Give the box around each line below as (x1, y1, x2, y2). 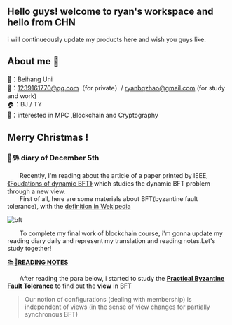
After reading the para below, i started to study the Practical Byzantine (20, 275, 225, 283)
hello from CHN (7, 17, 76, 29)
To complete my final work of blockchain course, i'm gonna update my (20, 229, 223, 237)
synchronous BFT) (24, 310, 79, 319)
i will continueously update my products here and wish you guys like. (7, 35, 207, 43)
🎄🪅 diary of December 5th (7, 153, 100, 162)
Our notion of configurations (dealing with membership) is (24, 296, 192, 304)
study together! (7, 244, 52, 253)
